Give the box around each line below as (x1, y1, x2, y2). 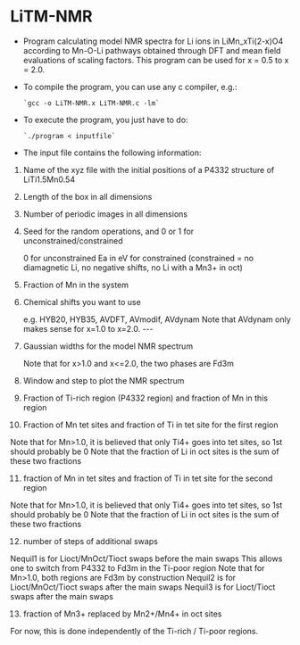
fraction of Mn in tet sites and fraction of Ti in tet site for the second (22, 473, 273, 484)
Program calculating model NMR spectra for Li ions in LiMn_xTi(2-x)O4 (22, 36, 284, 46)
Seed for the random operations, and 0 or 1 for (22, 226, 195, 236)
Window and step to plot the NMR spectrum (22, 375, 185, 385)
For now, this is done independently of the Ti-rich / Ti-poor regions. (10, 625, 259, 636)
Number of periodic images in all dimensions (22, 208, 188, 219)
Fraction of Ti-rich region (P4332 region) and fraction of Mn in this (22, 393, 269, 403)
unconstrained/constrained (22, 235, 123, 246)
